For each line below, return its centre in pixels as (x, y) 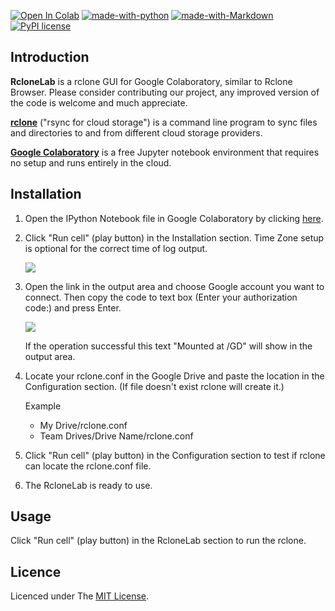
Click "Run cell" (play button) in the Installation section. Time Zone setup (174, 237)
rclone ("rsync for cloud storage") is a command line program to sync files (164, 122)
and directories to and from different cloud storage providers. (136, 132)
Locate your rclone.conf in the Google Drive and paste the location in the (174, 376)
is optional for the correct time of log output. (116, 248)
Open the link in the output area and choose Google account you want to (174, 286)
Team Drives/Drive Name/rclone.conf (116, 436)
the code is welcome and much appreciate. (99, 102)
